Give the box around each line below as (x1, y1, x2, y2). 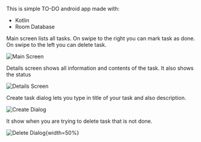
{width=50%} (45, 129, 80, 136)
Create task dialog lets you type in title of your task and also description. (6, 94, 187, 101)
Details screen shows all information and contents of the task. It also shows (6, 64, 194, 72)
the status (6, 71, 31, 78)
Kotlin (14, 17, 30, 23)
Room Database (14, 23, 56, 30)
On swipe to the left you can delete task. (6, 42, 107, 48)
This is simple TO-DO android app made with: (6, 5, 120, 12)
